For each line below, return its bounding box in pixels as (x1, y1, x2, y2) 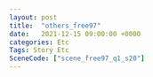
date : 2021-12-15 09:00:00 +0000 (9, 29, 141, 38)
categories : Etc (9, 37, 69, 47)
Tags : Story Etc (9, 46, 69, 55)
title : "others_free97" (9, 21, 101, 30)
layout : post (9, 12, 58, 22)
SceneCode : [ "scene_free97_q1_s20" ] (9, 54, 145, 63)
